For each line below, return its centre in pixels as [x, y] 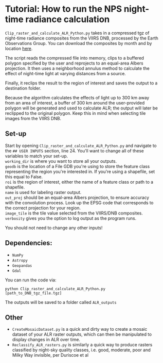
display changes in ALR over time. [46, 340]
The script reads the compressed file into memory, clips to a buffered [75, 58]
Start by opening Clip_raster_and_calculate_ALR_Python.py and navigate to [81, 146]
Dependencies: [29, 243]
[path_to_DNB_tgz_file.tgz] [34, 293]
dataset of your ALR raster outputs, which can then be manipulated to [82, 334]
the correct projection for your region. [43, 208]
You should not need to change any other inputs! [54, 228]
